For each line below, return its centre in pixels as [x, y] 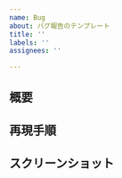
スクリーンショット [61, 163]
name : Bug [28, 17]
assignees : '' [36, 51]
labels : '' [29, 42]
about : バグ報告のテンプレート [60, 26]
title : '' [28, 34]
